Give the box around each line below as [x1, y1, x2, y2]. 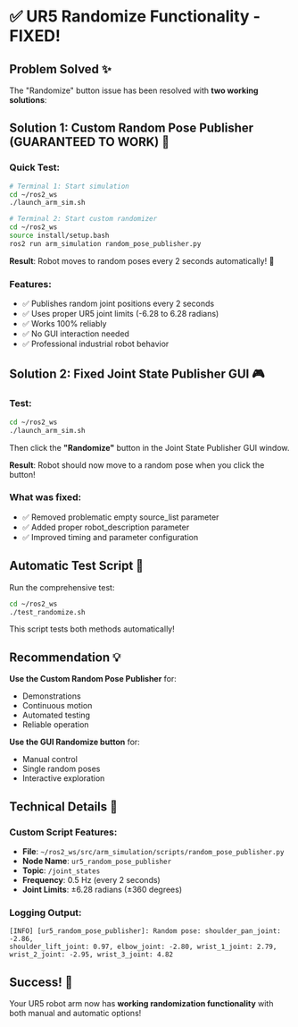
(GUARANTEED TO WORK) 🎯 [9, 134, 170, 149]
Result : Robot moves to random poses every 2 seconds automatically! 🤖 [9, 255, 275, 266]
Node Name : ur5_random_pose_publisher [21, 855, 172, 866]
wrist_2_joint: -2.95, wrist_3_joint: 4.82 [9, 950, 174, 959]
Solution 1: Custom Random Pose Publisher [9, 121, 254, 136]
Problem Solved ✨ [9, 61, 112, 77]
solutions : [9, 95, 47, 105]
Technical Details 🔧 [9, 799, 119, 814]
